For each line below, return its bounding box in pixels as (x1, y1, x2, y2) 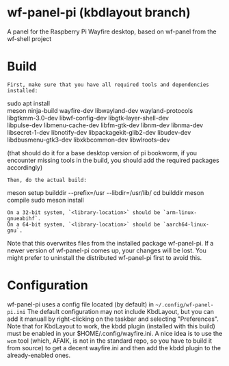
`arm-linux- (163, 209, 197, 216)
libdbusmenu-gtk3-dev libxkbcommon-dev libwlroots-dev (7, 135, 170, 144)
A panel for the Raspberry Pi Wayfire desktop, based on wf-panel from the (7, 27, 217, 36)
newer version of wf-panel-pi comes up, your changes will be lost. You (7, 246, 207, 254)
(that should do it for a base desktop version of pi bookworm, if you (7, 148, 197, 157)
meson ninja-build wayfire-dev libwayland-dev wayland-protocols (7, 106, 193, 114)
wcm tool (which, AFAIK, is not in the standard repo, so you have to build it (7, 337, 213, 345)
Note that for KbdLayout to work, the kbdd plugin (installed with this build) (7, 322, 215, 330)
